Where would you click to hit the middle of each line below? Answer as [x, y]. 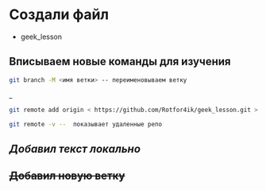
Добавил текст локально [75, 149]
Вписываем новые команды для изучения [120, 62]
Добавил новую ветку [67, 176]
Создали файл [59, 15]
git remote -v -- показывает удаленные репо [85, 124]
